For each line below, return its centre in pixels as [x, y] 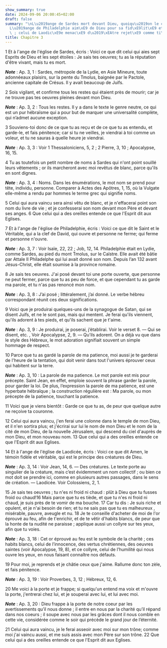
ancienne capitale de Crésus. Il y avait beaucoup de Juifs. [64, 82]
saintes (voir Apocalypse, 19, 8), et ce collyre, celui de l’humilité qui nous [80, 549]
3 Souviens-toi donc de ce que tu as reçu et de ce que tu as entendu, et [79, 127]
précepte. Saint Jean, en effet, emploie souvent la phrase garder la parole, [81, 380]
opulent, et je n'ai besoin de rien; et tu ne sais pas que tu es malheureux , [80, 508]
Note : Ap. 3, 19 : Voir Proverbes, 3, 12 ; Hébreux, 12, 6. [61, 579]
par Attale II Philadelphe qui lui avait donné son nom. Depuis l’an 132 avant [81, 259]
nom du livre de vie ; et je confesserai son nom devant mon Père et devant [81, 208]
